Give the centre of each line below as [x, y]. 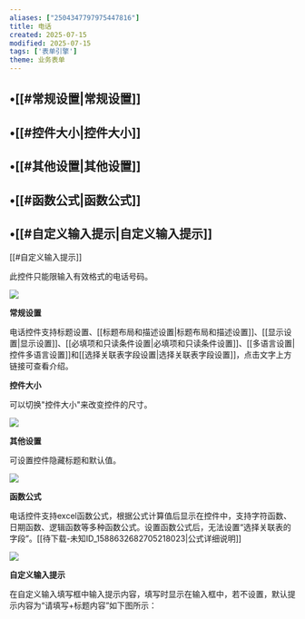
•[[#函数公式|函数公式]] [75, 200]
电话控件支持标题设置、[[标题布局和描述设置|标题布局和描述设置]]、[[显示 [147, 332]
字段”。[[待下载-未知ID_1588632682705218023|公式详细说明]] [126, 539]
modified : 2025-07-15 [50, 43]
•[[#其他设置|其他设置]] [75, 167]
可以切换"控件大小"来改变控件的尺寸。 [81, 405]
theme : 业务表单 [37, 60]
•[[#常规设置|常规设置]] [75, 99]
